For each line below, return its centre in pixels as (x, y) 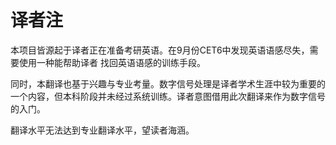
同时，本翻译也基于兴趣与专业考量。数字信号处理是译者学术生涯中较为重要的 (168, 83)
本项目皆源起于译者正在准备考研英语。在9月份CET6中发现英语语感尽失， (160, 50)
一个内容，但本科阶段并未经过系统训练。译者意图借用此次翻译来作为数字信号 (168, 96)
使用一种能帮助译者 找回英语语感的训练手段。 (112, 62)
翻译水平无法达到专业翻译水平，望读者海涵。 (102, 130)
